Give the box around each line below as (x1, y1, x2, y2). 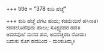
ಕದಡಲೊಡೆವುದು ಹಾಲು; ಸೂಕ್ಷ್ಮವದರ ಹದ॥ (6, 24, 81, 31)
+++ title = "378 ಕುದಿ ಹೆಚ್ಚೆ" (6, 5, 67, 12)
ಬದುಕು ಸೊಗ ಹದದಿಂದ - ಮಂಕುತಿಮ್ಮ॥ (6, 37, 76, 44)
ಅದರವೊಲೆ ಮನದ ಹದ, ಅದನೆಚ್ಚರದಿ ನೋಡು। (6, 31, 87, 38)
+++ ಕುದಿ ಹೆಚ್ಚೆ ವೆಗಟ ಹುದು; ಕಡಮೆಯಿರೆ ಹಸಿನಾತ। (6, 17, 99, 24)
